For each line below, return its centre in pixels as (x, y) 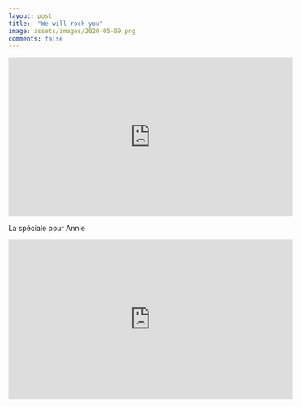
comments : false (36, 39)
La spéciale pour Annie (47, 229)
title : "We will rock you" (56, 24)
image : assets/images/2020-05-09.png (72, 31)
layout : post (30, 16)
